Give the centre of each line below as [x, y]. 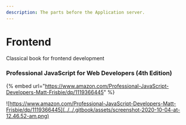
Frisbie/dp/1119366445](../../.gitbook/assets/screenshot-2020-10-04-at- [93, 110]
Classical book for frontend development [55, 58]
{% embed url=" [26, 86]
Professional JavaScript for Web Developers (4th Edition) [89, 73]
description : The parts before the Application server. [75, 12]
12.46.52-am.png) [28, 116]
